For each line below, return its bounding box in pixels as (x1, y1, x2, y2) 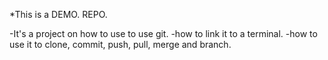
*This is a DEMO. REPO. (9, 9, 108, 20)
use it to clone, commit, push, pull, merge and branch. (9, 39, 232, 50)
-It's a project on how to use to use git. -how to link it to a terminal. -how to (9, 28, 318, 39)
